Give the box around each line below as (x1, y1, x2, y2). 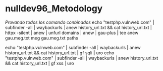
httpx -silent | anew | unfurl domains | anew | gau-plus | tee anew (5, 30, 139, 35)
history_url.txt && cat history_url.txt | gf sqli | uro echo (5, 50, 115, 56)
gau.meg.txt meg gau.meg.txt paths (5, 35, 78, 41)
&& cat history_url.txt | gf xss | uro (5, 60, 74, 66)
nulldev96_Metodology (5, 3, 103, 14)
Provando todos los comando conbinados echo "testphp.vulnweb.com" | (5, 19, 155, 25)
